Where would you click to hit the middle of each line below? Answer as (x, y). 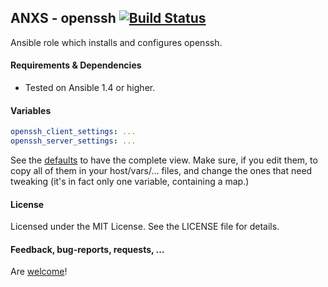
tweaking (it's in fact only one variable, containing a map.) (130, 181)
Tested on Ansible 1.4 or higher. (90, 88)
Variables (31, 110)
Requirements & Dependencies (76, 65)
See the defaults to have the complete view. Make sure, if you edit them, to (164, 160)
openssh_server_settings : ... (73, 141)
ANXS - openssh (63, 18)
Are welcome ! (39, 272)
